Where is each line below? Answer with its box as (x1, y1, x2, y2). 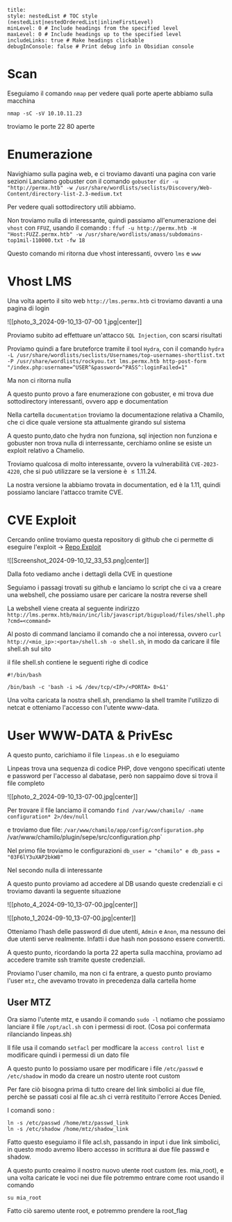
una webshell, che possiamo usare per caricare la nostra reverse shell (7, 590, 208, 598)
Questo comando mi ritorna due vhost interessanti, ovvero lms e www (7, 249, 201, 257)
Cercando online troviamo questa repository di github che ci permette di (7, 535, 214, 543)
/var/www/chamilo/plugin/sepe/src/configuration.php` (7, 832, 163, 841)
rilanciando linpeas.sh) (7, 1030, 72, 1038)
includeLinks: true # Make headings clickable (7, 37, 144, 44)
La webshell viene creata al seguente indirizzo (7, 604, 140, 612)
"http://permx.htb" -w (7, 184, 73, 191)
